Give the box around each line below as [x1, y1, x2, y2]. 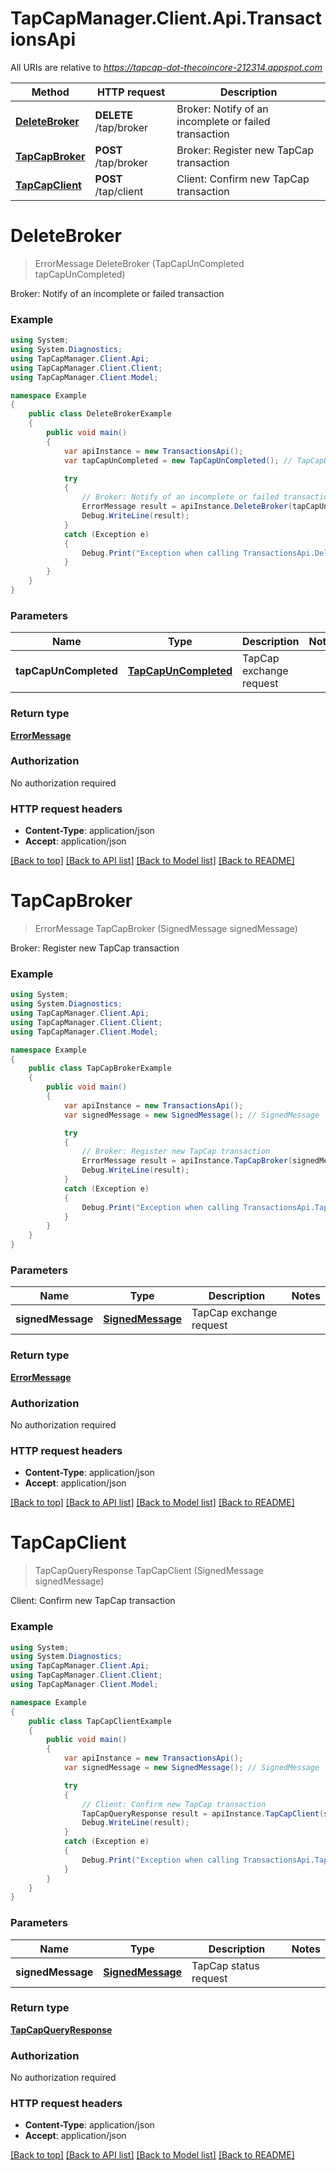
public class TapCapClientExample [28, 1716, 172, 1726]
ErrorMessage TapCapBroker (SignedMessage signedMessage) [34, 923, 298, 935]
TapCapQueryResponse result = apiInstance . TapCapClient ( [81, 1808, 325, 1819]
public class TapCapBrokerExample [28, 1063, 172, 1074]
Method [31, 85, 70, 99]
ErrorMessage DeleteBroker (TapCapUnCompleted [34, 257, 245, 269]
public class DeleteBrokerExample [28, 409, 172, 419]
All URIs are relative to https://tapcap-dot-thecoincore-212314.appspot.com [10, 61, 323, 73]
